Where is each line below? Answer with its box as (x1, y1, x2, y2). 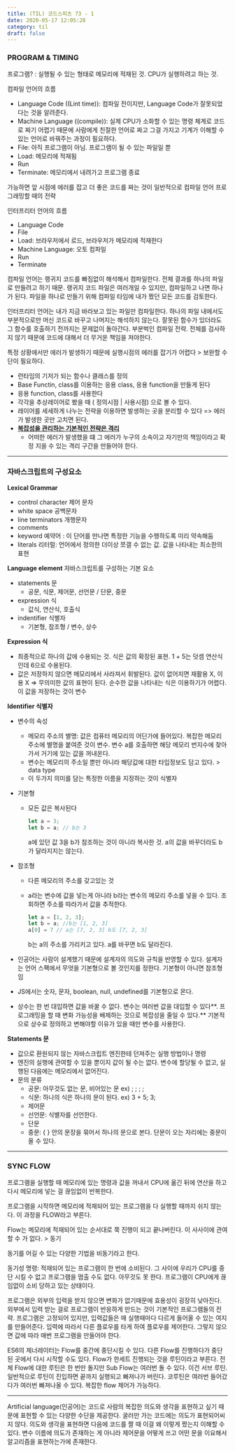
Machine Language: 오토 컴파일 (17, 245, 107, 253)
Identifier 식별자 (7, 702, 54, 710)
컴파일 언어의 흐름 (7, 85, 56, 93)
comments (17, 523, 48, 531)
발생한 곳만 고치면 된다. (24, 415, 89, 424)
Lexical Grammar (7, 483, 58, 491)
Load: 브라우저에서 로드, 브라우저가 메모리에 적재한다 (17, 236, 163, 245)
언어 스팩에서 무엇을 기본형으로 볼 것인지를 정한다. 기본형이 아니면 (24, 964, 204, 972)
